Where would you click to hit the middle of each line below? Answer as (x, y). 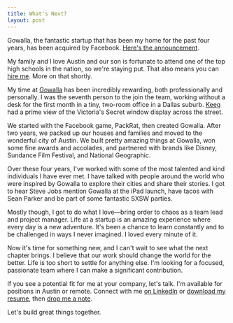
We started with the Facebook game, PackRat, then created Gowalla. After (114, 125)
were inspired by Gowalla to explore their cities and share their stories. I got (116, 183)
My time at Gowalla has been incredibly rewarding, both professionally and (115, 89)
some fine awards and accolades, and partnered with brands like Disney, (112, 148)
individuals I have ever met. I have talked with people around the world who (116, 176)
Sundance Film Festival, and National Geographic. (79, 155)
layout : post (26, 20)
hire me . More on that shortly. (50, 76)
